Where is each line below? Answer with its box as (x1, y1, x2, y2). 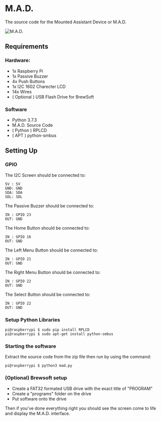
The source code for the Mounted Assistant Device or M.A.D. (5, 19, 127, 25)
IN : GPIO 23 (5, 212, 31, 217)
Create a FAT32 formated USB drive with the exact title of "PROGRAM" (12, 386, 153, 391)
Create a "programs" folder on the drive (12, 390, 92, 396)
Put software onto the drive (12, 396, 67, 402)
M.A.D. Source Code (12, 122, 53, 128)
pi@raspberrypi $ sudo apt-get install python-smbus (5, 331, 114, 337)
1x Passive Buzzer (12, 73, 48, 79)
